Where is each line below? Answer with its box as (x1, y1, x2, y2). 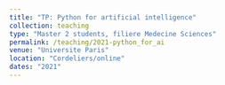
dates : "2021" (9, 63, 62, 72)
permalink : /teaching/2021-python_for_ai (9, 37, 165, 47)
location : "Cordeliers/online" (9, 54, 125, 63)
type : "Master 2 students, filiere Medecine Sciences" (9, 29, 217, 38)
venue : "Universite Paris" (9, 46, 109, 55)
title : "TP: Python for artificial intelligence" (9, 12, 197, 22)
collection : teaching (9, 21, 90, 30)
